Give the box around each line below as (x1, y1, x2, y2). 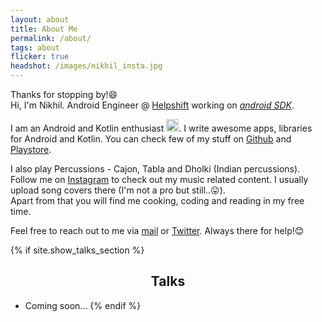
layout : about (10, 14, 70, 25)
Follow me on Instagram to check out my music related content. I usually (10, 174, 309, 185)
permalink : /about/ (10, 33, 92, 43)
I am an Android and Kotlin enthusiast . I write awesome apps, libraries (10, 122, 313, 134)
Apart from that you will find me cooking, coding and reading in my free (10, 195, 305, 206)
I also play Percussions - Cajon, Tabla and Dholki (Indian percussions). (10, 163, 301, 175)
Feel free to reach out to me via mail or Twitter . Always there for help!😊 (10, 225, 305, 236)
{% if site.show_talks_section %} (10, 244, 145, 256)
